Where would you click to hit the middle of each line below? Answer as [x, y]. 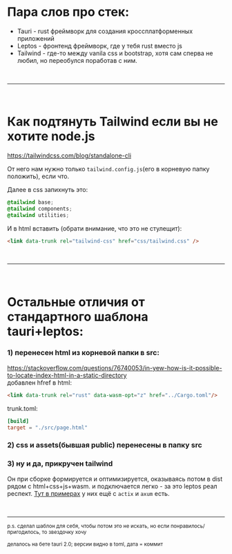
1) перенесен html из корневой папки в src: [84, 353]
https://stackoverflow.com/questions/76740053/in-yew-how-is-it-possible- [115, 367]
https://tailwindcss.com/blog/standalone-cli [69, 155]
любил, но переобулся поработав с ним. [77, 60]
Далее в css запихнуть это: [48, 189]
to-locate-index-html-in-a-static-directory [67, 375]
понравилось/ [187, 526]
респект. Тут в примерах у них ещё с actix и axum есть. [88, 493]
